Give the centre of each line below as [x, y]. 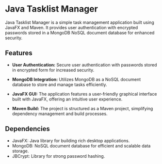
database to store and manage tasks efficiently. [59, 84]
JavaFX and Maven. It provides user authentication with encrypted [72, 27]
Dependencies [27, 129]
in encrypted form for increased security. [53, 70]
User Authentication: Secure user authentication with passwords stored [84, 65]
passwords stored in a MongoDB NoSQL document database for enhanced [80, 33]
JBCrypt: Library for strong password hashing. [58, 156]
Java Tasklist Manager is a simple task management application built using [80, 22]
